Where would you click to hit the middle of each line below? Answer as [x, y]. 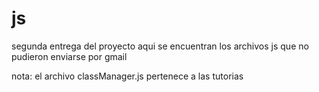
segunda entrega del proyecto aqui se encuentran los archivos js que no [160, 46]
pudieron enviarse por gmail [69, 56]
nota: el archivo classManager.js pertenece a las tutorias [127, 76]
